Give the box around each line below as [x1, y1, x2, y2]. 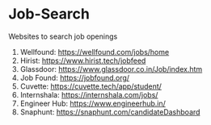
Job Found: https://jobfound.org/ [19, 73, 130, 82]
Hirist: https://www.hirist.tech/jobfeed [19, 56, 146, 65]
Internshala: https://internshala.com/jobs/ [19, 90, 158, 99]
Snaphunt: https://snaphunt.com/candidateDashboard [19, 106, 200, 117]
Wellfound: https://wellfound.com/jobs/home [19, 47, 170, 56]
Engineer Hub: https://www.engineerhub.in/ [19, 98, 166, 108]
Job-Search [8, 5, 91, 23]
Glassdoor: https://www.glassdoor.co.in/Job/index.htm [19, 64, 203, 73]
